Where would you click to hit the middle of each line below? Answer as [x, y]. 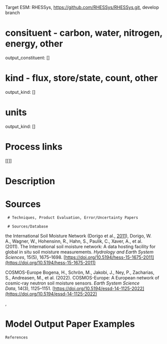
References [17, 337]
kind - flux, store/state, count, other [81, 78]
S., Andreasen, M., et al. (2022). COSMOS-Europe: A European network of [82, 277]
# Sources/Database [28, 226]
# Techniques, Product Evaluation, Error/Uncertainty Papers [73, 217]
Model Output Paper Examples [70, 324]
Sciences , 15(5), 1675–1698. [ [35, 257]
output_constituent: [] [28, 58]
